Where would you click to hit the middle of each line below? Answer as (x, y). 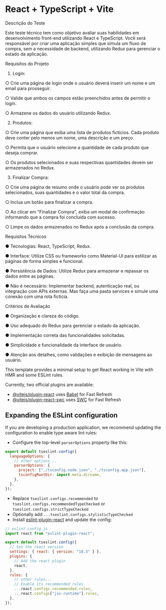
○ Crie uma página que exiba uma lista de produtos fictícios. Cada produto (82, 132)
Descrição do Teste (25, 23)
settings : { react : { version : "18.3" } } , (55, 552)
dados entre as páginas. (30, 276)
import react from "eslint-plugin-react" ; (50, 533)
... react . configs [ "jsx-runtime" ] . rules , (57, 593)
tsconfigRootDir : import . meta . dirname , (60, 475)
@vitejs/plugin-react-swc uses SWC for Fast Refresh (67, 399)
